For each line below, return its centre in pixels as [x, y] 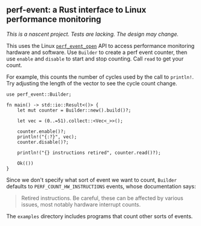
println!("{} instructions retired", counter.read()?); [89, 153]
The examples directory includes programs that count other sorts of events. [100, 216]
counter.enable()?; [42, 131]
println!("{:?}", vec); [47, 137]
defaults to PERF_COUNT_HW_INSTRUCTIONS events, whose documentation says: [101, 186]
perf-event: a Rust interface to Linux [76, 10]
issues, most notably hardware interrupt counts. [81, 204]
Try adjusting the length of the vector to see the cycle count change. [92, 83]
